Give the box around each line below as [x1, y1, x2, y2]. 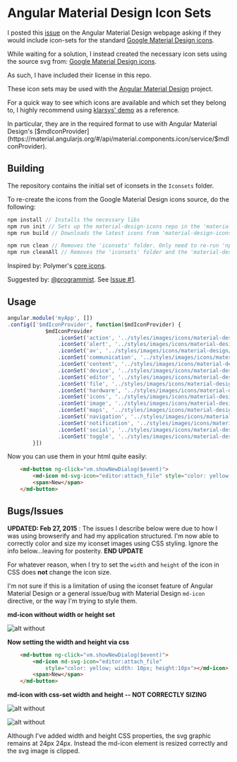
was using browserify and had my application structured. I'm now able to [7, 531, 219, 540]
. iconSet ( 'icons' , [57, 393, 112, 400]
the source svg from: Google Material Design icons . [7, 57, 157, 65]
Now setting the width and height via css [7, 637, 130, 646]
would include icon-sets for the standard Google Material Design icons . [7, 35, 214, 44]
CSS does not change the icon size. [7, 567, 111, 576]
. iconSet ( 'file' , [57, 380, 109, 387]
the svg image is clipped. [7, 746, 80, 755]
